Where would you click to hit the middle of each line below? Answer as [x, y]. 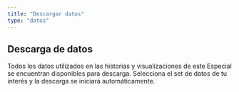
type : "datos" [29, 21]
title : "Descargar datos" [46, 14]
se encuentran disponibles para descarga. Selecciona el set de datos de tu [117, 74]
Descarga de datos [50, 49]
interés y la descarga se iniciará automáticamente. [81, 81]
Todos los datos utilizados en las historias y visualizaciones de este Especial [119, 66]
